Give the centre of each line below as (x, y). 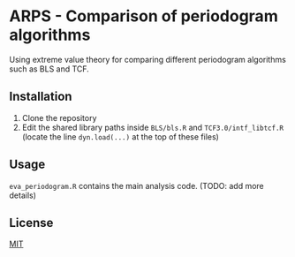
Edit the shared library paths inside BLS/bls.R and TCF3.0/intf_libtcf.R (153, 127)
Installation (41, 97)
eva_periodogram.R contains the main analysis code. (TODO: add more (137, 185)
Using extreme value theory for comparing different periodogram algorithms (148, 59)
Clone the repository (59, 117)
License (31, 223)
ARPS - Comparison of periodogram (144, 16)
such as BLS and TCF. (49, 69)
